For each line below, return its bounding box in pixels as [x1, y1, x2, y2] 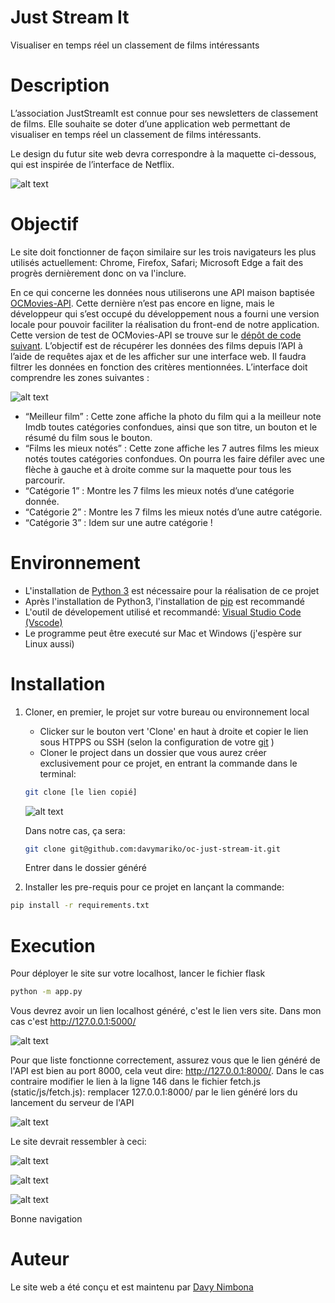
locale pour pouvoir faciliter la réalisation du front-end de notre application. [10, 318, 320, 330]
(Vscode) [24, 616, 63, 628]
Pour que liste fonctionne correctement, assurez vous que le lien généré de [10, 1054, 321, 1066]
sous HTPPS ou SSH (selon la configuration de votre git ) [39, 736, 275, 748]
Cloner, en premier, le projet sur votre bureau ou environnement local [24, 706, 310, 718]
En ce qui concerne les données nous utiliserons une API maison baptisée [10, 286, 315, 298]
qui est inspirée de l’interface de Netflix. [10, 158, 175, 170]
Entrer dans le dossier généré [24, 862, 147, 874]
